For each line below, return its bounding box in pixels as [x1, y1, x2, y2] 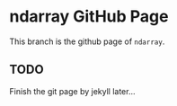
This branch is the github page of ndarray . [9, 36, 165, 47]
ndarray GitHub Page [9, 6, 169, 27]
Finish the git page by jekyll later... [9, 85, 136, 96]
